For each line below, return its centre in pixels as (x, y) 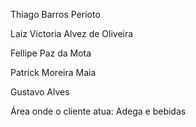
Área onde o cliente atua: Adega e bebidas (98, 111)
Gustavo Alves (40, 92)
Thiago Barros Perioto (55, 14)
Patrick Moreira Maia (53, 72)
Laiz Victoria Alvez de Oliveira (72, 33)
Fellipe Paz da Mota (51, 53)
